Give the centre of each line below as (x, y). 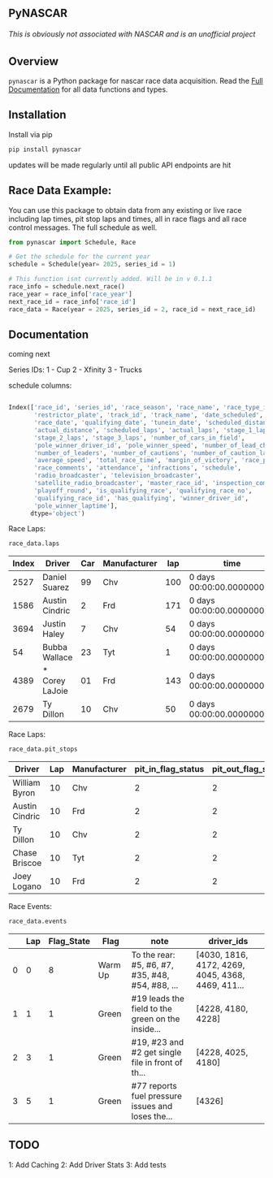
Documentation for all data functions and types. (88, 89)
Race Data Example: (60, 191)
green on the (156, 1019)
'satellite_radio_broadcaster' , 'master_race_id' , (121, 483)
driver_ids (228, 942)
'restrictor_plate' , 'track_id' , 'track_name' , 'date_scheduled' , (149, 415)
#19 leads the (158, 998)
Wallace (58, 657)
